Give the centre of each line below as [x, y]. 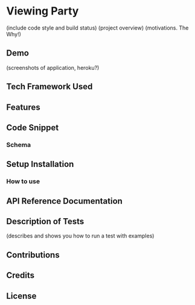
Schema [19, 145]
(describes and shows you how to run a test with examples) [80, 236]
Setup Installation [40, 164]
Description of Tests [45, 221]
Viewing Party [43, 11]
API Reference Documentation [64, 201]
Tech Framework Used [50, 86]
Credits [21, 275]
